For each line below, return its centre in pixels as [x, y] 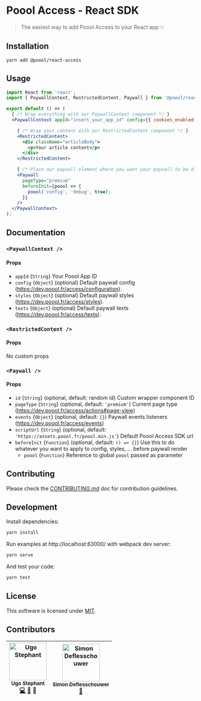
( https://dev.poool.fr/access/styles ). [59, 301]
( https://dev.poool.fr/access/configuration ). [68, 289]
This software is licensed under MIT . [51, 610]
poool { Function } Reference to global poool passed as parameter [103, 455]
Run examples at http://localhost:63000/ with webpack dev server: [89, 544]
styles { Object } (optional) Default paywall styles [74, 295]
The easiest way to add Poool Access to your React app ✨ [92, 27]
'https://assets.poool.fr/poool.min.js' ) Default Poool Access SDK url [104, 436]
